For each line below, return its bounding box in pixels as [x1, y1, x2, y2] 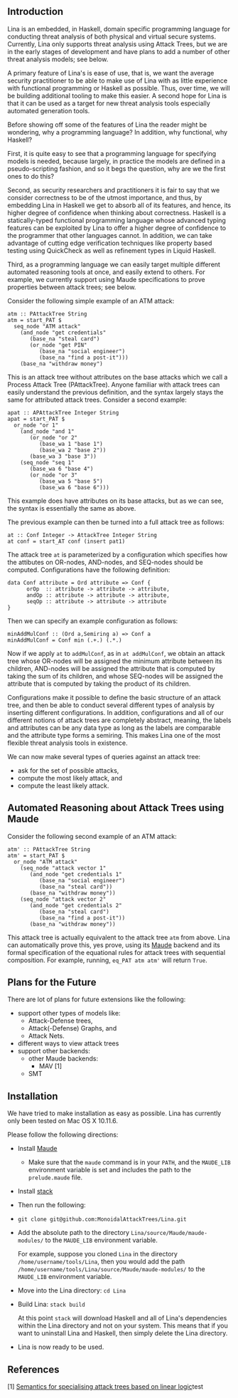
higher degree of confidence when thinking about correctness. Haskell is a [7, 208, 226, 217]
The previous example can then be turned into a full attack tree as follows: [7, 518, 225, 526]
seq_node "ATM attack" [13, 323, 81, 330]
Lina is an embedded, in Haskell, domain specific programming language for [7, 24, 231, 33]
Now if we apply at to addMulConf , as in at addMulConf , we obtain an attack [7, 649, 225, 657]
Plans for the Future [7, 976, 97, 988]
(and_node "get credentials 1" [29, 870, 122, 878]
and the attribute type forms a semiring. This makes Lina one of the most [7, 731, 221, 739]
